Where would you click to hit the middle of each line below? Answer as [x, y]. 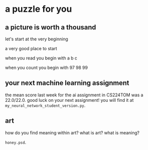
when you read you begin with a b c [41, 58]
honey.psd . [16, 142]
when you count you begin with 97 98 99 [47, 68]
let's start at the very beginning [37, 39]
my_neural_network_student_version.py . [45, 105]
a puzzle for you [38, 9]
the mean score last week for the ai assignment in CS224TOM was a [74, 95]
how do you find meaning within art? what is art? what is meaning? [72, 133]
